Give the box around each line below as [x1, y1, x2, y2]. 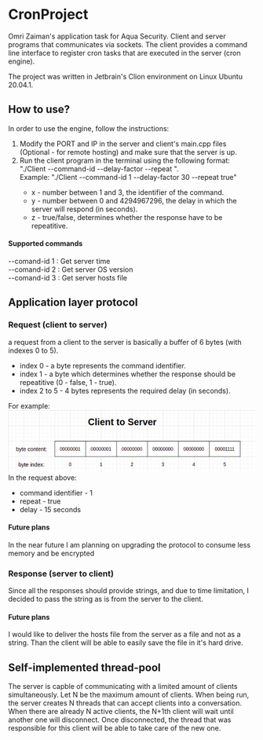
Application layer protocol [8, 296, 138, 310]
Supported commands [8, 239, 83, 248]
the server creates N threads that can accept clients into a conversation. [8, 698, 242, 708]
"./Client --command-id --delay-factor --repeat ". [19, 163, 179, 174]
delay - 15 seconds [19, 504, 81, 514]
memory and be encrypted [8, 548, 95, 558]
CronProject [8, 5, 89, 24]
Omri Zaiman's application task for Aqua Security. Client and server [8, 31, 226, 41]
